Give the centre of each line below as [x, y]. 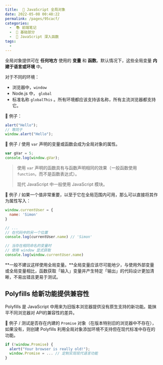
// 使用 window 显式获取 [28, 250]
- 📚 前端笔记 [23, 28]
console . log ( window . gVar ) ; [32, 158]
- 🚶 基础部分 [22, 32]
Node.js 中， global [32, 93]
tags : [10, 41]
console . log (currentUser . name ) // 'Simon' [49, 237]
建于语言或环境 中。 [25, 66]
